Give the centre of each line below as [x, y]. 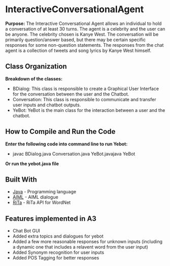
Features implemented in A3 [51, 218]
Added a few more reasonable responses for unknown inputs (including [88, 242]
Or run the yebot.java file [32, 163]
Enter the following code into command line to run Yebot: [66, 144]
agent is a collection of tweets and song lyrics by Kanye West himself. [78, 50]
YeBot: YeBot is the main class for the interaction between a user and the [89, 110]
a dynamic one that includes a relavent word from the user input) [80, 247]
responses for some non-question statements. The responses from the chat [84, 45]
